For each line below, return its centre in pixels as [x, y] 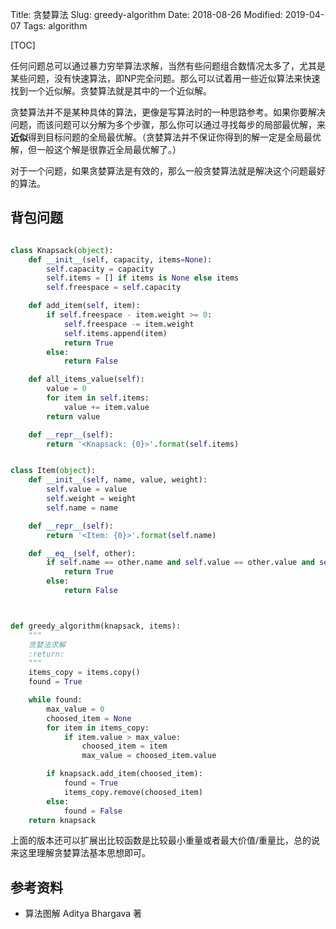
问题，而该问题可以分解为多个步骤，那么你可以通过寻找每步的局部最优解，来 [168, 124]
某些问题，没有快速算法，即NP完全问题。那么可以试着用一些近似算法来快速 [165, 78]
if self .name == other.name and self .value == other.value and [180, 563]
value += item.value [106, 407]
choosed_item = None [89, 718]
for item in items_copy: [98, 728]
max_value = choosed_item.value [149, 756]
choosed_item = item [124, 746]
